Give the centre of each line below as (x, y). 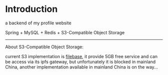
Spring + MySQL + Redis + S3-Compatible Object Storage (65, 32)
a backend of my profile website (38, 23)
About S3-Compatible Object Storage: (44, 47)
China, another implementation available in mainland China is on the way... (82, 67)
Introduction (31, 9)
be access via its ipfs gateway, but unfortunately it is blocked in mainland (80, 62)
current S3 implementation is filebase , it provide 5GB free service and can (81, 56)
